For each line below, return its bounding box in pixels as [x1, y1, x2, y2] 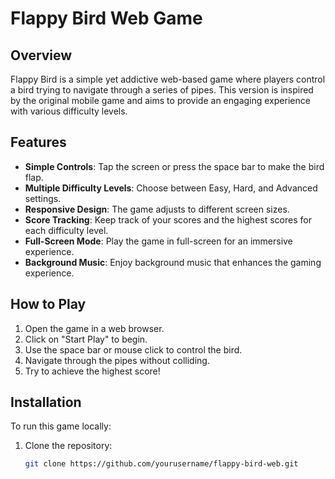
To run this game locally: [10, 420, 112, 432]
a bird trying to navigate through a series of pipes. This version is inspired [10, 84, 314, 96]
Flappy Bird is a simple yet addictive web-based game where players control [10, 73, 326, 85]
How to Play [10, 296, 87, 313]
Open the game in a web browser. [24, 322, 165, 334]
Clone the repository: [24, 440, 113, 452]
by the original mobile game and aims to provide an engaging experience [10, 95, 311, 106]
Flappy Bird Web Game [10, 7, 203, 30]
